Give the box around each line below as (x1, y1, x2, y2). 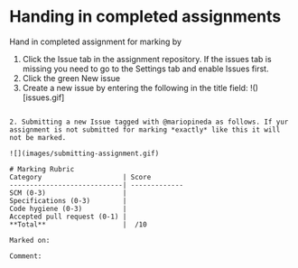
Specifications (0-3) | (9, 196, 127, 205)
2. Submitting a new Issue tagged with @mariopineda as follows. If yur (9, 117, 289, 126)
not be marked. (9, 133, 67, 142)
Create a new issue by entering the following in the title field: (22, 82, 248, 93)
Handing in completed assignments (9, 6, 282, 27)
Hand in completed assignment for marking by (9, 36, 182, 47)
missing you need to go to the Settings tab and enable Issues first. (22, 63, 269, 74)
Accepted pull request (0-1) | (9, 212, 127, 221)
